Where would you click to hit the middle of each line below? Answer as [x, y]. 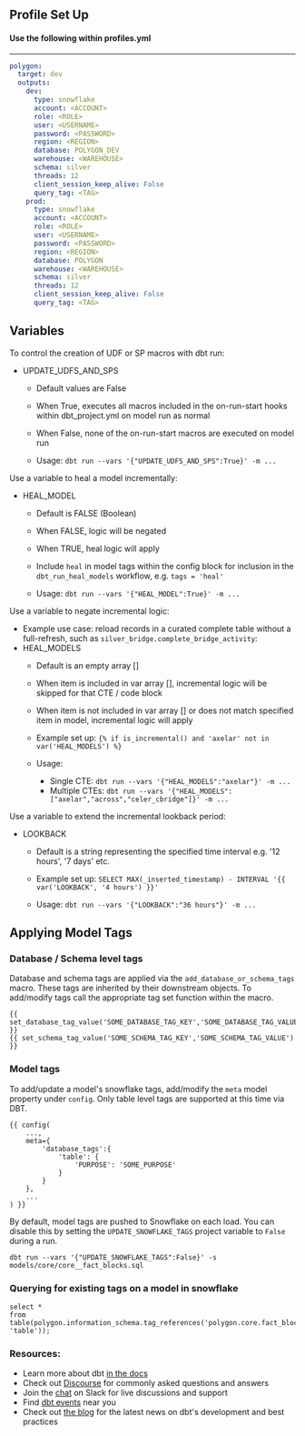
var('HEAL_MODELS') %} [79, 746]
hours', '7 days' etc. [73, 861]
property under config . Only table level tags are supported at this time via [147, 1099]
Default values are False [81, 388]
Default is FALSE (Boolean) [86, 513]
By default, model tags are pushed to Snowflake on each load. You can [142, 1221]
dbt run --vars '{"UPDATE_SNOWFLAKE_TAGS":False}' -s [113, 1257]
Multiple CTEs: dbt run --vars [107, 790]
